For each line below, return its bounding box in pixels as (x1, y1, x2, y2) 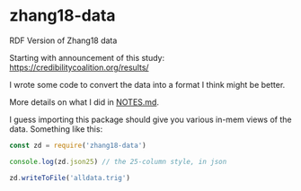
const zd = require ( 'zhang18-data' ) (9, 141, 146, 150)
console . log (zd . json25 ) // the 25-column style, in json (9, 157, 227, 166)
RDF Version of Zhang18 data (9, 35, 118, 46)
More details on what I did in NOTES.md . (9, 96, 160, 108)
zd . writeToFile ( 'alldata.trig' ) (9, 173, 130, 182)
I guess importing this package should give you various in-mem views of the (9, 114, 292, 125)
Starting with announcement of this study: (9, 52, 164, 63)
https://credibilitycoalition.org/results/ (9, 62, 150, 73)
